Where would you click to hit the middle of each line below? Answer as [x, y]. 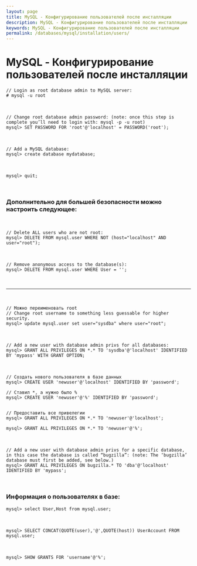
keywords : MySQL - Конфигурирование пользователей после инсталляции [93, 28]
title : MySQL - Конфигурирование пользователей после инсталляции [89, 17]
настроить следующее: [42, 209]
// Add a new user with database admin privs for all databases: [87, 345]
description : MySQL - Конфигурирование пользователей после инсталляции [97, 22]
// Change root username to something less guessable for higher [87, 313]
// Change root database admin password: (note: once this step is [90, 117]
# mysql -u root [26, 96]
